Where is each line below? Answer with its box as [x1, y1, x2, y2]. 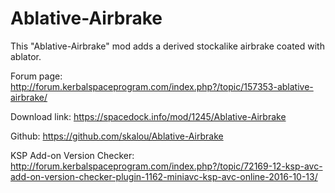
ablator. [10, 50, 42, 62]
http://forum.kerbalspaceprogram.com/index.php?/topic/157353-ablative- [10, 80, 314, 92]
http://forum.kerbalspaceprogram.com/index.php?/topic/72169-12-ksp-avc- [10, 160, 323, 172]
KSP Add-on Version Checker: [10, 149, 135, 161]
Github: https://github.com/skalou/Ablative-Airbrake [10, 130, 224, 142]
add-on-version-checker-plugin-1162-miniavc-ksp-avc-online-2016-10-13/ [10, 170, 318, 182]
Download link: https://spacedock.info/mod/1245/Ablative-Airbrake [10, 110, 287, 122]
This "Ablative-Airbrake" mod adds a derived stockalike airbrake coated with [10, 40, 325, 52]
